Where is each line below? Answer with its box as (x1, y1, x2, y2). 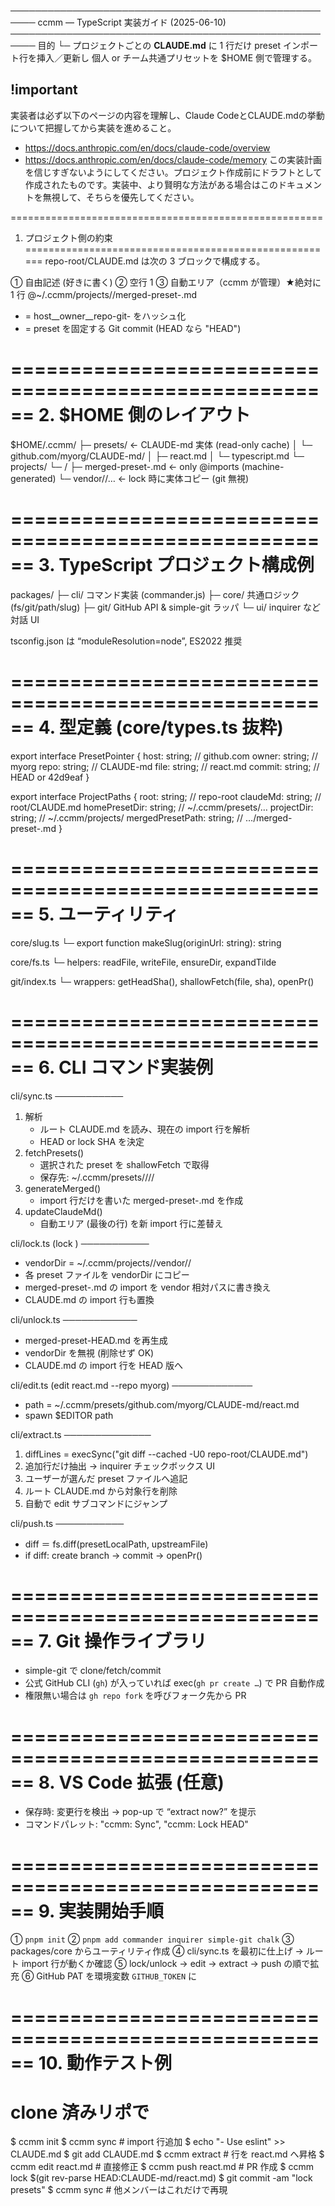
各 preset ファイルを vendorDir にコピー (24, 1268, 190, 1280)
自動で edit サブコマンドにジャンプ (24, 1497, 168, 1509)
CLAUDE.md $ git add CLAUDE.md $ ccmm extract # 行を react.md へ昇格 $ (10, 2148, 325, 2160)
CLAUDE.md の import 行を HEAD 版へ (24, 1359, 184, 1371)
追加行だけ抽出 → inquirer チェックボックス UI (24, 1460, 216, 1472)
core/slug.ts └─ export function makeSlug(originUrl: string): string (10, 936, 282, 949)
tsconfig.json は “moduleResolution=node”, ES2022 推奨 (10, 635, 243, 647)
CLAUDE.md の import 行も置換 (24, 1293, 155, 1305)
